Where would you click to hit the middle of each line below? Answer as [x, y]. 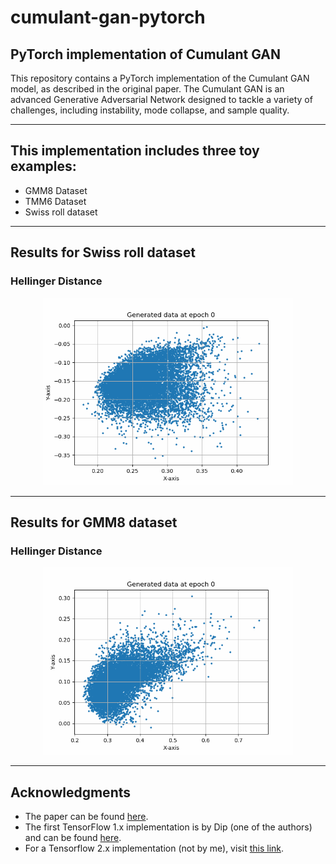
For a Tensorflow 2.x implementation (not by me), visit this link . [154, 848]
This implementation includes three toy [135, 151]
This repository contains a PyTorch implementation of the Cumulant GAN [160, 78]
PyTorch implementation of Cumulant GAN [146, 54]
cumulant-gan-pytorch [108, 17]
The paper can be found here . [86, 816]
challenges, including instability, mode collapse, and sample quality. [150, 110]
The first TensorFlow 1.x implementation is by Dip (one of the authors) [168, 827]
